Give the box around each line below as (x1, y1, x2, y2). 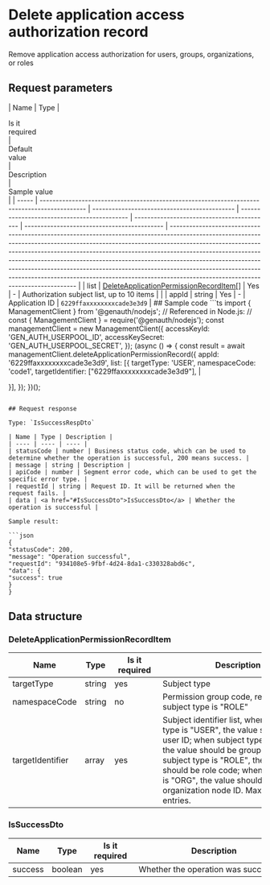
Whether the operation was (138, 863, 242, 875)
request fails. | (8, 489, 67, 497)
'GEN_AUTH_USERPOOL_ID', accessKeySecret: (8, 332, 165, 341)
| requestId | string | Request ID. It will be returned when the (8, 482, 235, 490)
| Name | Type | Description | (8, 432, 113, 440)
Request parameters (8, 81, 113, 95)
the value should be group (162, 745, 261, 756)
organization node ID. (162, 785, 243, 796)
